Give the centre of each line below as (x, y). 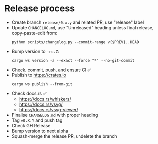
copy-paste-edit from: (35, 33)
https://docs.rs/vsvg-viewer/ (48, 109)
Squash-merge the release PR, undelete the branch (64, 136)
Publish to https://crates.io (39, 75)
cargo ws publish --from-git (42, 84)
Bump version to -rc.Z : (36, 51)
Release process (40, 9)
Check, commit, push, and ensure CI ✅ (52, 70)
